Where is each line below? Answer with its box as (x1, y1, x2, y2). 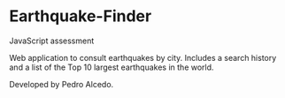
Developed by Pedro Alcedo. (9, 79, 114, 89)
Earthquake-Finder (9, 6, 152, 26)
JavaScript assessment (9, 35, 95, 46)
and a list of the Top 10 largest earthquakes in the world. (9, 62, 214, 72)
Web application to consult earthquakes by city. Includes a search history (9, 52, 277, 63)
